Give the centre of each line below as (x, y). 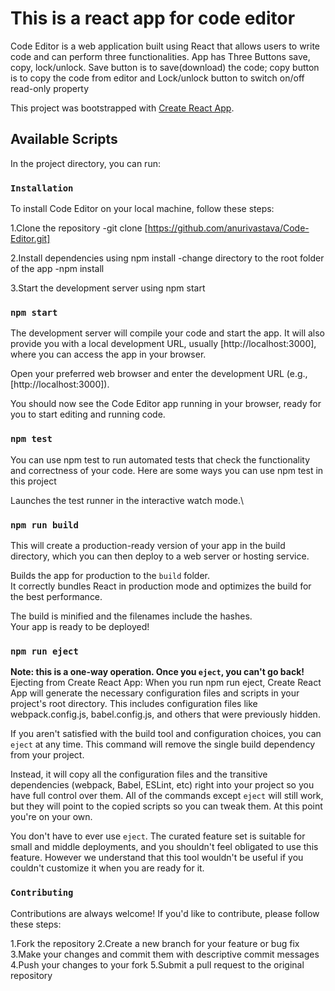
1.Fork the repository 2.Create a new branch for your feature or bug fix (155, 943)
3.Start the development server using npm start (108, 288)
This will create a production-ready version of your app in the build (148, 545)
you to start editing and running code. (88, 414)
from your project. (47, 755)
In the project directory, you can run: (85, 163)
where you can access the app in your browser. (108, 354)
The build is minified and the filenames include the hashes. (131, 616)
